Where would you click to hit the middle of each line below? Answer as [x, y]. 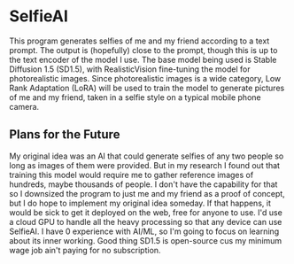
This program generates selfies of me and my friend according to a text [139, 41]
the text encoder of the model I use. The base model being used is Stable [143, 59]
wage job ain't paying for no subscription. [85, 250]
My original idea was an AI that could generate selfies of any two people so [147, 156]
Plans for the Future [65, 135]
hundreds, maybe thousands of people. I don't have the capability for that [143, 184]
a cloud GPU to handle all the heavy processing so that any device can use [146, 221]
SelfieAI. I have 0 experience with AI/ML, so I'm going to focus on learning [144, 231]
